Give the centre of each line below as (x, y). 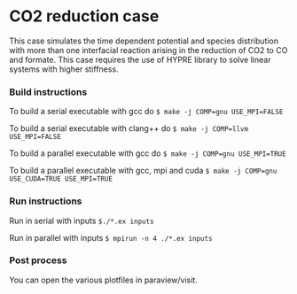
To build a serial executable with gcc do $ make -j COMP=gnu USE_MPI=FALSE (146, 112)
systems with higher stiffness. (64, 69)
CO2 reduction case (84, 16)
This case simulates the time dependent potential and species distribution (144, 41)
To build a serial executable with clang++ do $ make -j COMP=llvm (129, 128)
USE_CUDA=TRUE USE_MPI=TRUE (61, 179)
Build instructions (48, 92)
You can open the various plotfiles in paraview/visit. (103, 280)
